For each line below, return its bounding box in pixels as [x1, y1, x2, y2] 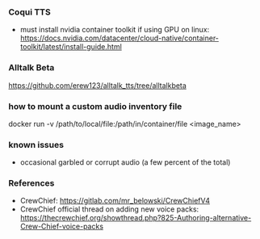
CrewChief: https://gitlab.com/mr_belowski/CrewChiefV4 [19, 196, 211, 206]
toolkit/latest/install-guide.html [19, 42, 123, 52]
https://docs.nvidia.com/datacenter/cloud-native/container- [19, 33, 220, 43]
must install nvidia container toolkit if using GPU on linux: [19, 25, 210, 35]
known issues [8, 139, 65, 150]
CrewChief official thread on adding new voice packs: [19, 204, 199, 214]
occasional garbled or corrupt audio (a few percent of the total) [19, 157, 231, 167]
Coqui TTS [8, 6, 51, 18]
